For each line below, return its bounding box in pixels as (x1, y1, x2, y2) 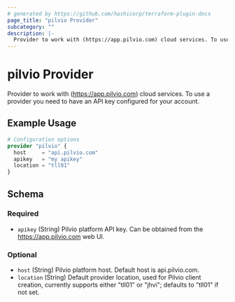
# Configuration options (7, 136, 80, 143)
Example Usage (7, 117, 77, 130)
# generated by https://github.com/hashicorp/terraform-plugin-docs (7, 10, 211, 18)
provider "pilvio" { (7, 142, 68, 149)
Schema (7, 188, 44, 200)
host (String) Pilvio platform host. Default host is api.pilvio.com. (17, 266, 200, 274)
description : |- (7, 29, 55, 37)
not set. (17, 288, 40, 296)
